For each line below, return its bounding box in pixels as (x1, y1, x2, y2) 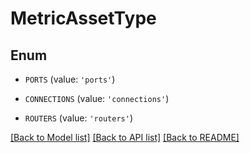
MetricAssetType (10, 7, 157, 30)
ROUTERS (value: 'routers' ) (24, 112, 133, 124)
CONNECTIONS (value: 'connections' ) (24, 93, 170, 104)
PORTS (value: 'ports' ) (24, 73, 116, 85)
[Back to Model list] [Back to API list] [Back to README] (10, 132, 240, 143)
